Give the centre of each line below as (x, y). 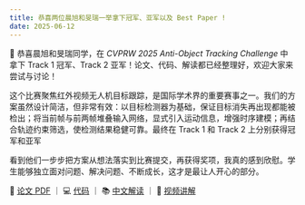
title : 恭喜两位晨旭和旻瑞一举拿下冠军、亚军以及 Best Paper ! (118, 18)
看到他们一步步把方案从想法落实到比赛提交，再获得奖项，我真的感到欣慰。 (148, 160)
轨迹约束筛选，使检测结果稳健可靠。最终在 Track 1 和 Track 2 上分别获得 (152, 129)
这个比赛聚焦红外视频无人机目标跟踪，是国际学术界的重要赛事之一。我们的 (148, 95)
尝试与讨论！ (33, 76)
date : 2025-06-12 (42, 26)
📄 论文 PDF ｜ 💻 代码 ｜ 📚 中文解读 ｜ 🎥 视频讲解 (103, 190)
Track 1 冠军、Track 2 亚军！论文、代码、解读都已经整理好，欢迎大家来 (160, 64)
